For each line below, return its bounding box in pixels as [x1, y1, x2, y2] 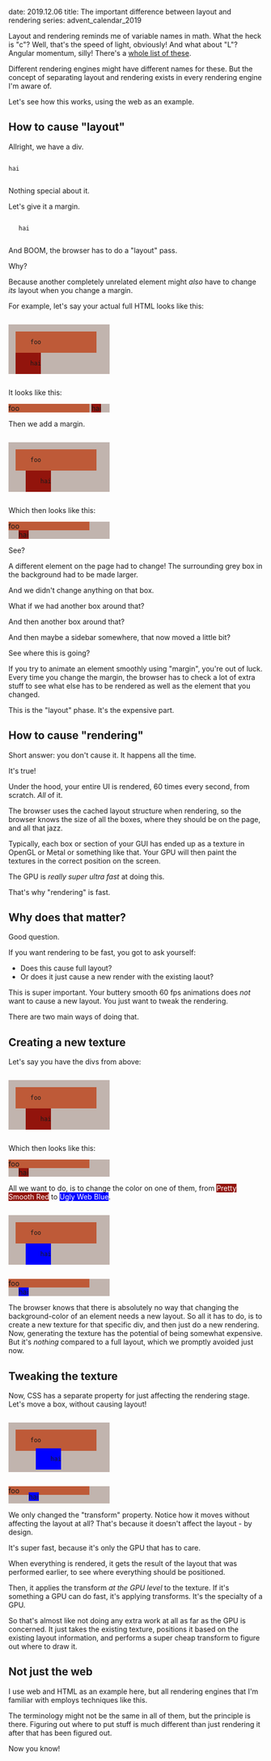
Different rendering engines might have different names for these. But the [8, 64, 253, 74]
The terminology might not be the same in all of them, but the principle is [8, 1711, 251, 1721]
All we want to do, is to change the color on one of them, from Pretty [8, 1183, 237, 1193]
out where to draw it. [8, 1642, 78, 1652]
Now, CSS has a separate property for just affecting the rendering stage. [8, 1391, 250, 1401]
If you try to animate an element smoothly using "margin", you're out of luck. [8, 664, 263, 673]
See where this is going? [8, 647, 91, 658]
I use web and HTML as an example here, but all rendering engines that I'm [8, 1687, 259, 1696]
